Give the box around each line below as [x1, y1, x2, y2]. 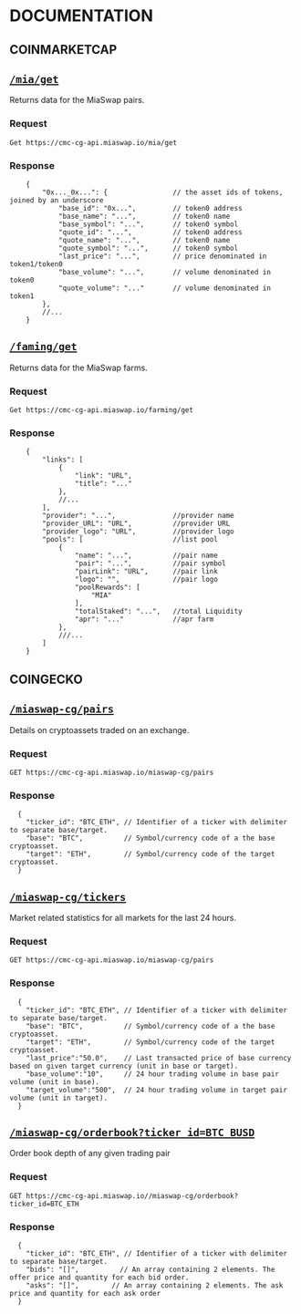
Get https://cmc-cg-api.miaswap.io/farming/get [9, 406, 194, 415]
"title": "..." [74, 480, 132, 489]
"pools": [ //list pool [42, 535, 219, 544]
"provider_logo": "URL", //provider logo [42, 527, 234, 536]
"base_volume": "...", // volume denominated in [57, 267, 272, 276]
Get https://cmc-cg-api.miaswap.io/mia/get [9, 138, 178, 147]
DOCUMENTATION [9, 5, 153, 26]
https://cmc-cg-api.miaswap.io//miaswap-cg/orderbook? [26, 1191, 239, 1200]
